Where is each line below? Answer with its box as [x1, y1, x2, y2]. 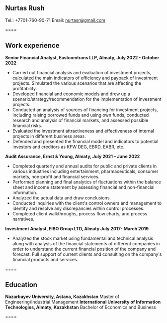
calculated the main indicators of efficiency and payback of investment [12, 75, 158, 81]
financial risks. [12, 122, 42, 129]
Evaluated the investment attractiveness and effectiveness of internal [12, 128, 154, 134]
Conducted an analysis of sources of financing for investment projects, [12, 107, 158, 113]
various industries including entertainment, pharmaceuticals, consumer [12, 168, 159, 174]
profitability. [12, 85, 37, 91]
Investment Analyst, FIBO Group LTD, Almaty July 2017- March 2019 [5, 225, 149, 231]
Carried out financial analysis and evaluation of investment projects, [12, 69, 152, 75]
